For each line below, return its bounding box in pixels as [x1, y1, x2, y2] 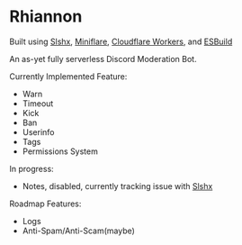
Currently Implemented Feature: [9, 70, 128, 82]
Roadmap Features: [9, 198, 82, 209]
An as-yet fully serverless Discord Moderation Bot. [9, 53, 197, 64]
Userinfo [22, 126, 56, 137]
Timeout [22, 97, 54, 109]
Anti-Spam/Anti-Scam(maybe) [22, 225, 135, 236]
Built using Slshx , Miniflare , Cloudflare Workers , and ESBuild [9, 36, 233, 47]
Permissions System [22, 146, 99, 157]
